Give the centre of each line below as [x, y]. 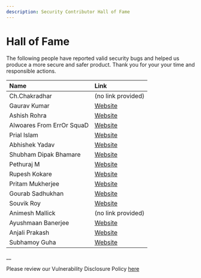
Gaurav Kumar [29, 106]
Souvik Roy [25, 203]
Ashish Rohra [28, 115]
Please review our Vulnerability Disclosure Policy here [73, 268]
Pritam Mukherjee [34, 184]
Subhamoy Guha [33, 242]
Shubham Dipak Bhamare [45, 154]
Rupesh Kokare [31, 174]
